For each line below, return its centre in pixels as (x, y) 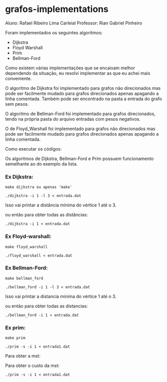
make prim (15, 338)
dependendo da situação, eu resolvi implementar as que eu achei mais (78, 73)
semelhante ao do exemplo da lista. (42, 164)
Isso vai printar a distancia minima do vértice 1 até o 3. (61, 296)
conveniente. (18, 78)
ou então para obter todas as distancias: (47, 306)
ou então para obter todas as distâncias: (47, 215)
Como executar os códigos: (34, 149)
